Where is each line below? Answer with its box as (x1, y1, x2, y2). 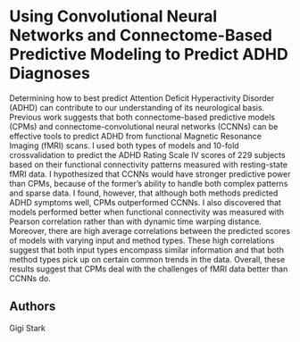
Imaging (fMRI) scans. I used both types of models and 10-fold (9, 140, 239, 151)
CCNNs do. (9, 272, 51, 283)
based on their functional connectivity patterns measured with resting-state (9, 159, 288, 170)
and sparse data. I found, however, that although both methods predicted (9, 188, 279, 198)
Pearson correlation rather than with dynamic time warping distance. (9, 216, 262, 227)
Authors (9, 299, 56, 314)
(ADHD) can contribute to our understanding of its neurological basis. (9, 102, 265, 113)
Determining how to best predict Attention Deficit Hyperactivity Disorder (9, 92, 275, 104)
